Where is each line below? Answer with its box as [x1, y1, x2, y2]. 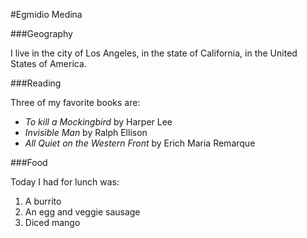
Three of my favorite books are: [10, 97, 141, 108]
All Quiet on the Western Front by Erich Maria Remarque [24, 137, 256, 149]
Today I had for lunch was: [10, 176, 120, 188]
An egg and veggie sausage [24, 206, 141, 218]
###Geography [10, 28, 73, 39]
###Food [10, 157, 48, 168]
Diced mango [24, 217, 81, 228]
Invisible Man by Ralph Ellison [24, 127, 148, 138]
